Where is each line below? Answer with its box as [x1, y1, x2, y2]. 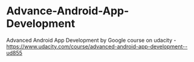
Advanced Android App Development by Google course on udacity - [6, 36, 176, 44]
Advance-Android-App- [6, 4, 129, 18]
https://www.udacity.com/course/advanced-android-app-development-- [6, 43, 188, 50]
